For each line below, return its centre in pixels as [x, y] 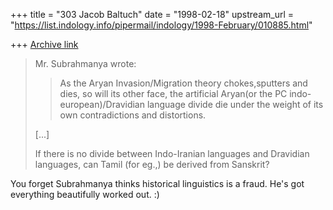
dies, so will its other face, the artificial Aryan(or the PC [173, 93]
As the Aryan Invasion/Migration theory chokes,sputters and [183, 83]
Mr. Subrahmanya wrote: [85, 63]
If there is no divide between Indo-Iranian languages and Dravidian [172, 153]
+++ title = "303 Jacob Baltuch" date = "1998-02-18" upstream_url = [152, 14]
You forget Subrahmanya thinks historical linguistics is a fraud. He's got [157, 183]
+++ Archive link [44, 44]
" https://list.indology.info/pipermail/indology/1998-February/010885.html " [161, 25]
